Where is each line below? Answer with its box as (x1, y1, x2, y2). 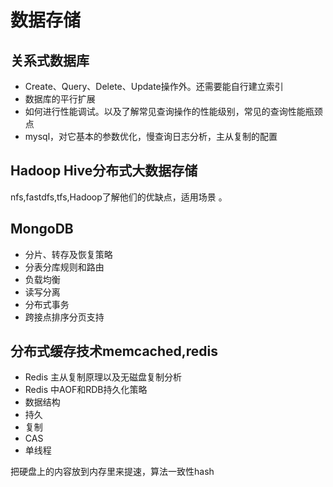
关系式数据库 (10, 52, 90, 69)
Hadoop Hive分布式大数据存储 (10, 162, 198, 180)
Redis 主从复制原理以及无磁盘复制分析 (24, 371, 183, 383)
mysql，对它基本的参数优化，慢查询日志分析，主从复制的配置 (24, 131, 278, 142)
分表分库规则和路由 (24, 261, 105, 273)
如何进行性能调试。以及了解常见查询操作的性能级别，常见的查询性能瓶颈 (24, 106, 323, 117)
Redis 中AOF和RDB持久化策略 (24, 384, 148, 396)
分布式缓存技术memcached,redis (10, 343, 219, 360)
